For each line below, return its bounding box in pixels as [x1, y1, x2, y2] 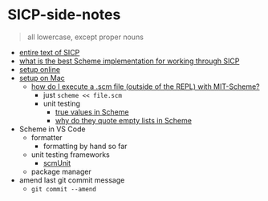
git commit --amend [30, 185, 97, 193]
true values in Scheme [55, 107, 129, 117]
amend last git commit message [18, 175, 125, 185]
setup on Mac [18, 73, 65, 82]
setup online [18, 64, 61, 74]
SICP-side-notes [7, 6, 121, 24]
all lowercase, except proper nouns [26, 32, 144, 42]
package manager [30, 167, 91, 176]
